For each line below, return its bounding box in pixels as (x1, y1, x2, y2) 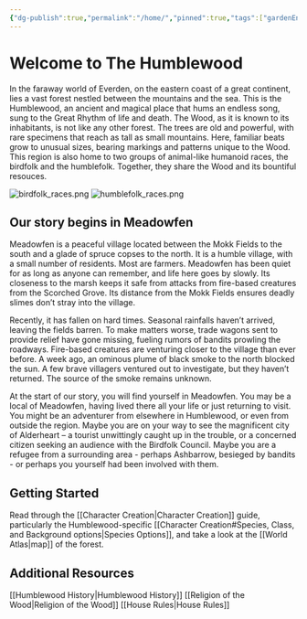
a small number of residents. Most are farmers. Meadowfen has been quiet (9, 258, 291, 270)
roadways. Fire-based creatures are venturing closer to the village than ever (9, 344, 297, 355)
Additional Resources (9, 565, 134, 581)
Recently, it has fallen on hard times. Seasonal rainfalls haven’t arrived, (9, 315, 276, 326)
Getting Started (9, 486, 100, 501)
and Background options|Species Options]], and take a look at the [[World (9, 529, 288, 540)
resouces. (9, 170, 48, 181)
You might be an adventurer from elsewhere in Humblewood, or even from (9, 411, 290, 422)
